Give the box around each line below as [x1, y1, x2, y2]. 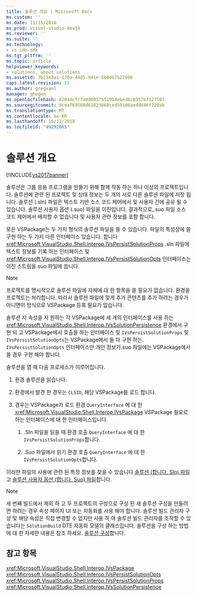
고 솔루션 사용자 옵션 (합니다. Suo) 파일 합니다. [6, 475, 112, 482]
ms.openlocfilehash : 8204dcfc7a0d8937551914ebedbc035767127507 [6, 96, 165, 102]
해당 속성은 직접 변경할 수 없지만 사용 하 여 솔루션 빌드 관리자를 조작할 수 [18, 514, 185, 521]
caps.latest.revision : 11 [6, 80, 70, 86]
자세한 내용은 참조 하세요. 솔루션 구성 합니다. [24, 529, 126, 536]
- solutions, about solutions [6, 69, 81, 75]
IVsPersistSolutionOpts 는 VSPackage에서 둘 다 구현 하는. [6, 336, 144, 343]
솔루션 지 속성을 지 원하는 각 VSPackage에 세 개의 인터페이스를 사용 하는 [6, 314, 174, 321]
